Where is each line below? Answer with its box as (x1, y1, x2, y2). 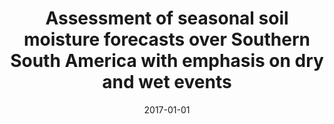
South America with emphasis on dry (10, 50, 324, 72)
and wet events (102, 71, 232, 94)
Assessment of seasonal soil (45, 7, 289, 30)
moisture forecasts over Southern (23, 28, 311, 51)
